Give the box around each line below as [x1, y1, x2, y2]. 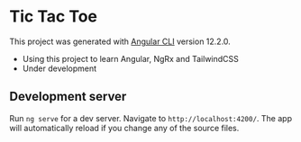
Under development [22, 63, 97, 74]
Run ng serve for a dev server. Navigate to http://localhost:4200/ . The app [9, 112, 293, 123]
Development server [9, 89, 127, 104]
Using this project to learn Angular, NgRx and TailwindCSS [22, 53, 239, 64]
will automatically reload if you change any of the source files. [9, 122, 240, 133]
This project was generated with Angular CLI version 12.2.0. [9, 36, 232, 47]
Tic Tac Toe [9, 6, 97, 27]
